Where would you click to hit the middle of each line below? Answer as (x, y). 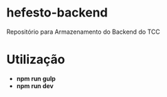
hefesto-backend (57, 13)
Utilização (36, 60)
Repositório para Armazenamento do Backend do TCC (83, 32)
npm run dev (35, 86)
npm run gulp (36, 78)
